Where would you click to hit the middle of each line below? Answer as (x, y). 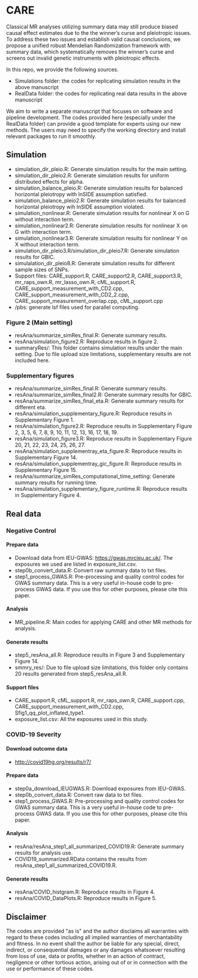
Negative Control (31, 530)
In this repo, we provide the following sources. (63, 69)
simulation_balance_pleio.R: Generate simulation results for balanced (99, 188)
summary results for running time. (56, 483)
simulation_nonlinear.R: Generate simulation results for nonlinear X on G (102, 213)
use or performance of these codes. (50, 969)
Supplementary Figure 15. (46, 470)
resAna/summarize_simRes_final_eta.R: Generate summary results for (99, 401)
